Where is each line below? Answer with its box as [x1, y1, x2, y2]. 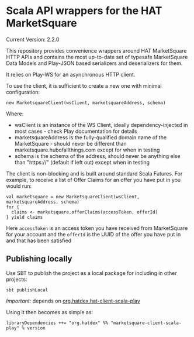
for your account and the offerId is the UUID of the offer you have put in [6, 231, 181, 238]
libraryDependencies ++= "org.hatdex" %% [6, 320, 109, 326]
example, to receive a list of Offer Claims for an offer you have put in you [6, 176, 181, 183]
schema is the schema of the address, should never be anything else [14, 152, 181, 159]
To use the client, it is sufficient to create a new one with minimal [6, 82, 162, 89]
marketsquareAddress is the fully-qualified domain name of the [14, 133, 167, 141]
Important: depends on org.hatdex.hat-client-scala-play [6, 297, 140, 304]
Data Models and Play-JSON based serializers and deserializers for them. [6, 60, 183, 67]
